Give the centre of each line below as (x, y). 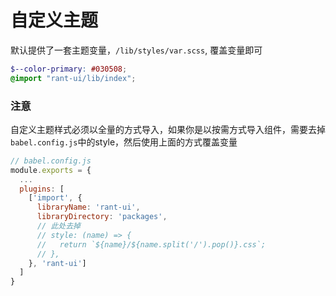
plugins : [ (42, 189)
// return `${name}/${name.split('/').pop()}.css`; (151, 244)
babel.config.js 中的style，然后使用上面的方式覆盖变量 (124, 142)
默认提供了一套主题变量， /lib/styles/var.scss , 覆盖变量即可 (136, 50)
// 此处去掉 (58, 226)
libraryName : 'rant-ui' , (88, 207)
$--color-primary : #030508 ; (69, 69)
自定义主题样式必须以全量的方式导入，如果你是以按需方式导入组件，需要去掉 (168, 129)
